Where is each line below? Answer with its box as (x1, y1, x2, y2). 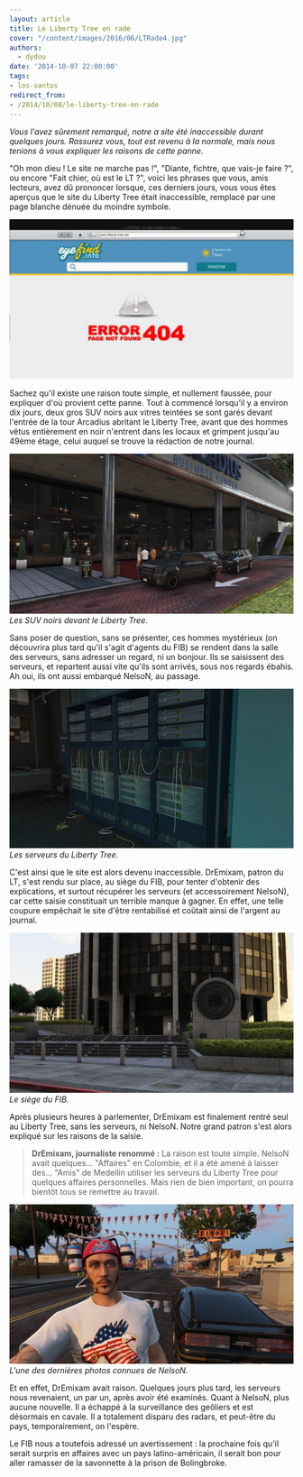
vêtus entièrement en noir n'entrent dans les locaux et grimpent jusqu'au (9, 427, 280, 436)
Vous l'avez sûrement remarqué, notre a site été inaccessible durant (9, 126, 264, 137)
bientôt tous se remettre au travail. (31, 1186, 160, 1197)
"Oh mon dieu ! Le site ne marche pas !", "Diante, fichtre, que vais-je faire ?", (9, 162, 294, 173)
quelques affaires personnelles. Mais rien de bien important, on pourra (31, 1177, 294, 1188)
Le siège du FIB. (9, 1094, 69, 1105)
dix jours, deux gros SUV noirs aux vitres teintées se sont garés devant (9, 407, 273, 417)
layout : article (9, 14, 70, 23)
